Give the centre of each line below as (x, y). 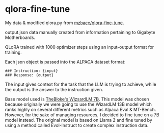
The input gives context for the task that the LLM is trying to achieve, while (81, 84)
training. (14, 52)
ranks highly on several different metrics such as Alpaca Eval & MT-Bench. (81, 109)
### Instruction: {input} (31, 71)
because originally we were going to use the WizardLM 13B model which (79, 104)
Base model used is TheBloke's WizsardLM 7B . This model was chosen (77, 99)
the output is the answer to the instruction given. (54, 89)
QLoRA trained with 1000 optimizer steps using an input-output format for (80, 47)
